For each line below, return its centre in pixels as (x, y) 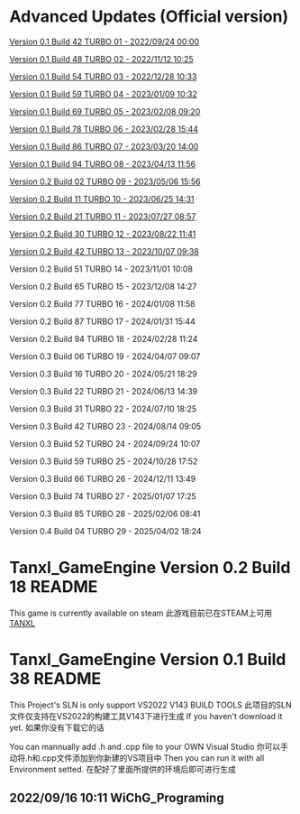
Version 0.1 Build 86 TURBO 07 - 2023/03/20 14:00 (104, 146)
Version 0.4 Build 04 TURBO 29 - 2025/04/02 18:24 (105, 531)
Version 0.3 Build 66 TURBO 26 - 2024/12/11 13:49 (103, 478)
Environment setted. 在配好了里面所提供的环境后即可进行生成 (123, 769)
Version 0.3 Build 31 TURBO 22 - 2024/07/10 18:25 (103, 409)
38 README (55, 679)
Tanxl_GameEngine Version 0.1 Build (148, 660)
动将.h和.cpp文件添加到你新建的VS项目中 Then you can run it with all (137, 758)
